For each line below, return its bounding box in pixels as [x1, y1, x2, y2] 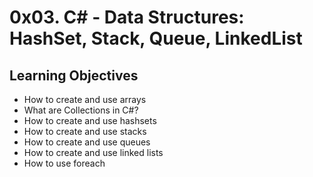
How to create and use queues [23, 136, 151, 148]
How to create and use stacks [23, 126, 147, 137]
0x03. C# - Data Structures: [9, 6, 245, 29]
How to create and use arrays [23, 94, 147, 105]
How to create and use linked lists [23, 147, 164, 158]
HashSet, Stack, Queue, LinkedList [9, 27, 303, 50]
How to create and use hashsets [23, 115, 157, 126]
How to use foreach [23, 157, 106, 169]
